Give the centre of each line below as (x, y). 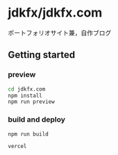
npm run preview (31, 102)
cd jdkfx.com (27, 89)
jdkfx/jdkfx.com (55, 13)
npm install (25, 95)
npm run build (28, 134)
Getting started (42, 55)
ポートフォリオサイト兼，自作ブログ (60, 33)
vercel (17, 147)
